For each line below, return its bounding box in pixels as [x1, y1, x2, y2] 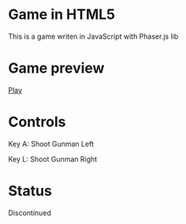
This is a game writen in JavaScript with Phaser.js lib [8, 32, 179, 41]
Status [8, 182, 53, 200]
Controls [8, 113, 66, 131]
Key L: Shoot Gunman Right [8, 154, 98, 163]
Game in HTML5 [8, 6, 116, 24]
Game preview [8, 59, 105, 77]
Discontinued [8, 207, 51, 218]
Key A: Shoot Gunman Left [8, 139, 95, 148]
